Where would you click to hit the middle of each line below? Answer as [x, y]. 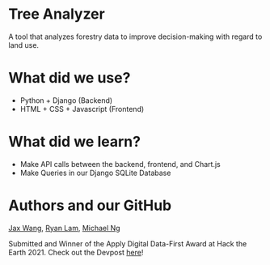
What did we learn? [75, 142]
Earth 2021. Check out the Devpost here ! [76, 252]
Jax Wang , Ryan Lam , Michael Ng [64, 228]
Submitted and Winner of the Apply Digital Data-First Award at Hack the [128, 243]
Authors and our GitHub [90, 205]
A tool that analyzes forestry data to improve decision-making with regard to [135, 36]
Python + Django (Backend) [66, 100]
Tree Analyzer [57, 14]
